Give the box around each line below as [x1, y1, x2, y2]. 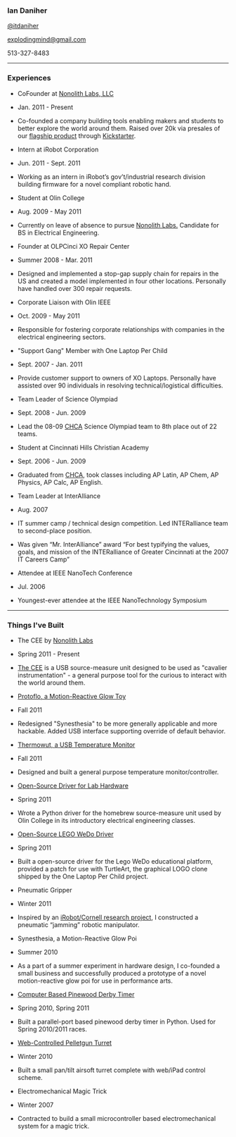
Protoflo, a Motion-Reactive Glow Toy [17, 692, 126, 700]
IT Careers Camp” [17, 555, 70, 564]
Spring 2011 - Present [17, 650, 80, 658]
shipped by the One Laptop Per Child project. [17, 872, 149, 881]
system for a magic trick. [17, 1122, 90, 1130]
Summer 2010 [17, 947, 58, 956]
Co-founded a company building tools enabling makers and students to [17, 116, 224, 125]
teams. [17, 429, 38, 438]
